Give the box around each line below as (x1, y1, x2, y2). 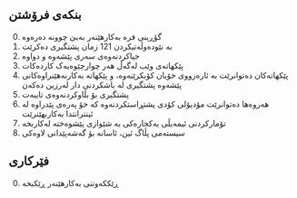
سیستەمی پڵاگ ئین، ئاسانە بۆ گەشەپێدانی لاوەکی (21, 127, 185, 138)
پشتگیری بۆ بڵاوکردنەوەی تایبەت (21, 89, 129, 99)
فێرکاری (8, 154, 49, 169)
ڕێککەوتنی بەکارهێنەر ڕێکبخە (21, 177, 119, 188)
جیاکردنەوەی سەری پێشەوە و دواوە (21, 50, 140, 61)
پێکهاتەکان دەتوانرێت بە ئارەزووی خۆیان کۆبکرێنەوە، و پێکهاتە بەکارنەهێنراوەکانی (21, 70, 289, 80)
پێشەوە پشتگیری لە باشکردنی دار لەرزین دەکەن (21, 79, 183, 90)
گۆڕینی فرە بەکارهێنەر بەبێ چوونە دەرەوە (21, 31, 163, 42)
